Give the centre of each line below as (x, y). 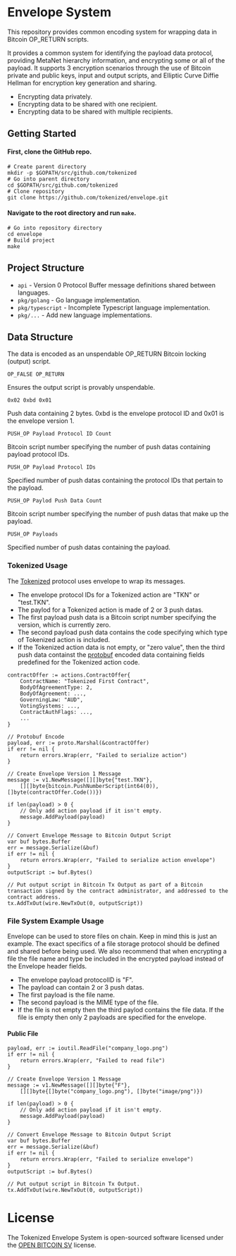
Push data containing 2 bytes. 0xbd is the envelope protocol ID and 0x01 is (116, 414)
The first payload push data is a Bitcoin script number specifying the (117, 617)
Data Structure (41, 337)
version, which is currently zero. (64, 624)
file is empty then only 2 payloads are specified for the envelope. (112, 1017)
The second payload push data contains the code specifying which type (122, 632)
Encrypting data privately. (55, 97)
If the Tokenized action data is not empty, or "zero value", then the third (121, 647)
